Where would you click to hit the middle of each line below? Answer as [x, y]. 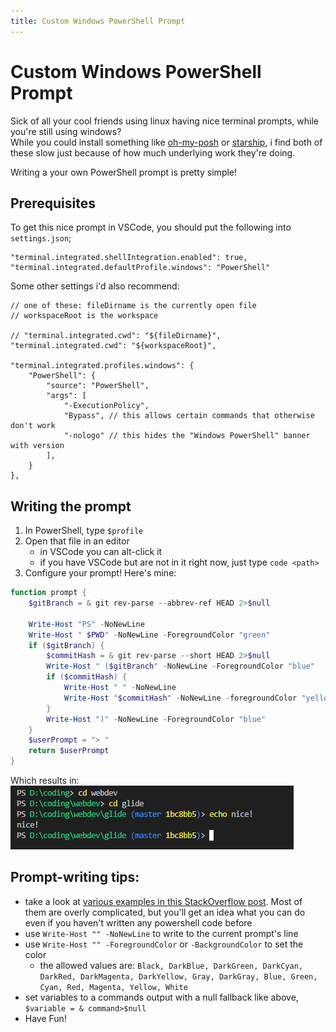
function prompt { [48, 593]
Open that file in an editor [77, 541]
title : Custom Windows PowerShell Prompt [98, 21]
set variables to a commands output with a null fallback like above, [161, 997]
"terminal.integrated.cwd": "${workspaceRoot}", [113, 346]
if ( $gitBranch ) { [66, 645]
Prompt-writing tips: [75, 877]
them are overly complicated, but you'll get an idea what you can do [165, 912]
